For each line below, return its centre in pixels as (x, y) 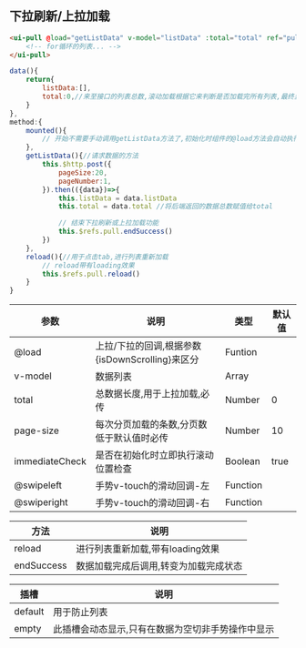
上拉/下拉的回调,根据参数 (148, 346)
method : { (26, 122)
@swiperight (41, 502)
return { (40, 80)
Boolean (243, 461)
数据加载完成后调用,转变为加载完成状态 (159, 566)
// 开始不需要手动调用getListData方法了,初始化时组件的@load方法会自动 (164, 139)
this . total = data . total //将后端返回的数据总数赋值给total (165, 207)
